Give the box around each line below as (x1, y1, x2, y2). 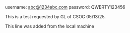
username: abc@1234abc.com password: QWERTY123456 (5, 4, 126, 10)
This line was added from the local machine (5, 23, 94, 29)
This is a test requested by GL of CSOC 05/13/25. (5, 14, 106, 19)
